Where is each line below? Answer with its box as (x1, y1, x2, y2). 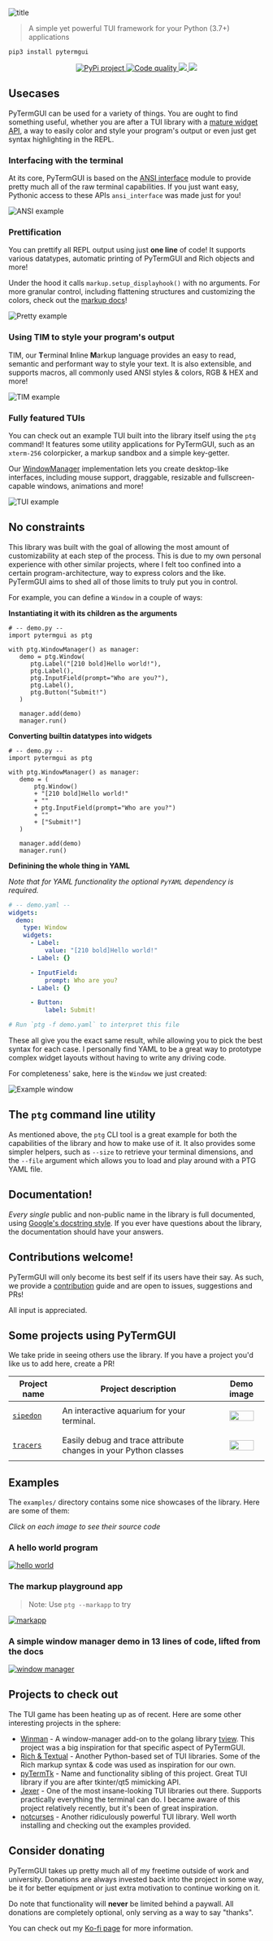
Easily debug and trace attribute (62, 1434, 184, 1446)
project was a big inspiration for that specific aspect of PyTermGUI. (19, 1742, 246, 1752)
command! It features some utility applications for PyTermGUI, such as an (8, 440, 255, 449)
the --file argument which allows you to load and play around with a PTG (8, 1155, 256, 1165)
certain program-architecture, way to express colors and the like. (8, 568, 226, 577)
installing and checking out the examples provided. (19, 1820, 191, 1830)
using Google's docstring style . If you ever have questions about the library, (8, 1218, 262, 1227)
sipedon (12, 1412, 42, 1421)
